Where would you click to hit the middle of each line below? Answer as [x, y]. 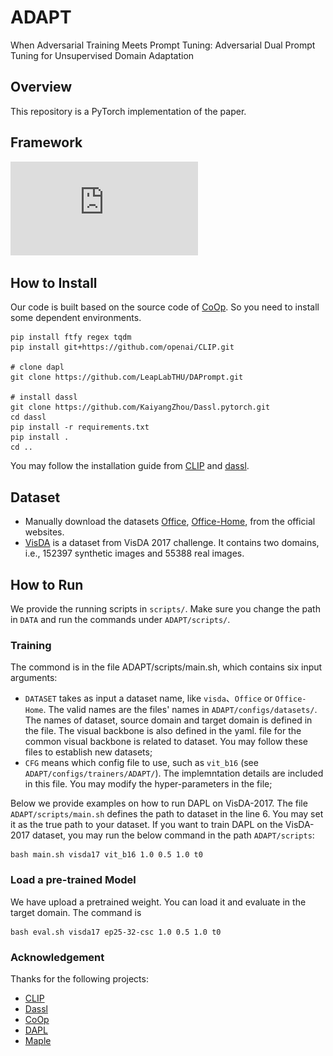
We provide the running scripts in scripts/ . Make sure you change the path [165, 609]
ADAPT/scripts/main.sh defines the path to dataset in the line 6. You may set [167, 814]
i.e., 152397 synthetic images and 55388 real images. [134, 553]
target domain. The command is [76, 912]
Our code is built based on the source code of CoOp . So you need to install [165, 307]
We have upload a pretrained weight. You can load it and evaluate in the [158, 902]
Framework [46, 142]
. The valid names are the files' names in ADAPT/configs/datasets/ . [180, 710]
